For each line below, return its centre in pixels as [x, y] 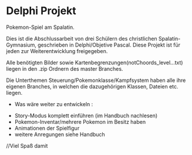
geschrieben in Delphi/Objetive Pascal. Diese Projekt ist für [109, 45]
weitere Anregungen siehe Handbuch [60, 134]
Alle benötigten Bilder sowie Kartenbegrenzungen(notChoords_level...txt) [95, 62]
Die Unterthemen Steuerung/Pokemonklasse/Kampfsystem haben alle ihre [96, 80]
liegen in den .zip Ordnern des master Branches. [65, 68]
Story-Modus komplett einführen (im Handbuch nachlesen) [86, 116]
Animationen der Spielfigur [47, 128]
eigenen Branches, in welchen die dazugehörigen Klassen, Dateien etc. [92, 86]
